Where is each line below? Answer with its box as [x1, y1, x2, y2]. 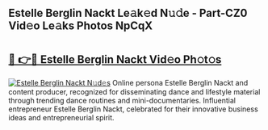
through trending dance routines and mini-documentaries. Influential [8, 96, 237, 105]
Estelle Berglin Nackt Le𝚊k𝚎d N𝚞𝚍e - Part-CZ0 [8, 6, 248, 20]
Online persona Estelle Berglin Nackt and [112, 78, 249, 87]
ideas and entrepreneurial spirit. [8, 113, 115, 122]
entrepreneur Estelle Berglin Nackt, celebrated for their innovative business [8, 104, 258, 114]
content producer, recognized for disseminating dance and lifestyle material [8, 87, 261, 96]
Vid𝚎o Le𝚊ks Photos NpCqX [8, 19, 153, 33]
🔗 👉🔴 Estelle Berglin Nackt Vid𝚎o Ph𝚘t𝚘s [8, 52, 222, 66]
